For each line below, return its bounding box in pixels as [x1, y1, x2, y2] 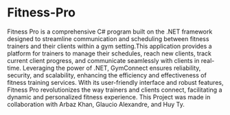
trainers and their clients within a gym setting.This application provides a [7, 42, 212, 50]
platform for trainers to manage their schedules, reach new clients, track [7, 49, 211, 57]
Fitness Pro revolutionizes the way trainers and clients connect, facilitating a [7, 86, 222, 94]
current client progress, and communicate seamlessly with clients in [7, 56, 200, 64]
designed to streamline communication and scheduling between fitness [7, 34, 209, 42]
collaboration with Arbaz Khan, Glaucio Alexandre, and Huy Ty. [7, 100, 185, 108]
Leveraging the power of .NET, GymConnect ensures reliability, [23, 64, 201, 72]
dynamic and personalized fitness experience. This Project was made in [7, 92, 211, 101]
